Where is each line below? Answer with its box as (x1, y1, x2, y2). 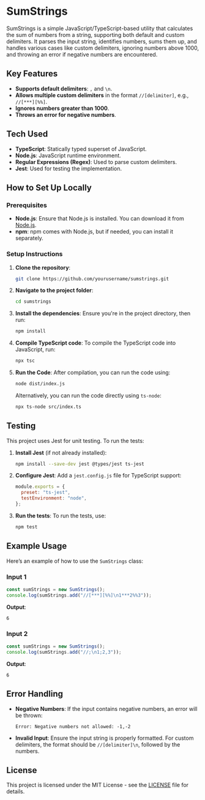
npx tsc (15, 358, 35, 364)
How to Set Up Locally (6, 182, 92, 193)
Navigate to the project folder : (15, 287, 94, 294)
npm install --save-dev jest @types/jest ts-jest (15, 461, 145, 467)
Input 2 (6, 629, 28, 638)
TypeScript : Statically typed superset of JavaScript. (15, 145, 147, 152)
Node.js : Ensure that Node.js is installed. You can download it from (15, 215, 185, 222)
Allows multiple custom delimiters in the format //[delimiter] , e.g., (15, 91, 189, 99)
